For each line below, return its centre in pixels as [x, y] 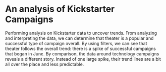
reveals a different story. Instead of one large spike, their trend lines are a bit [83, 59]
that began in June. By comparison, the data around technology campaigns [82, 54]
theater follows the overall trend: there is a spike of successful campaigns [81, 48]
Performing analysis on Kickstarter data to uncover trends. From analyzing [81, 33]
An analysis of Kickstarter [60, 9]
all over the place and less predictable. [45, 64]
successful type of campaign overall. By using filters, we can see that [76, 43]
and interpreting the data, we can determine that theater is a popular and [79, 38]
